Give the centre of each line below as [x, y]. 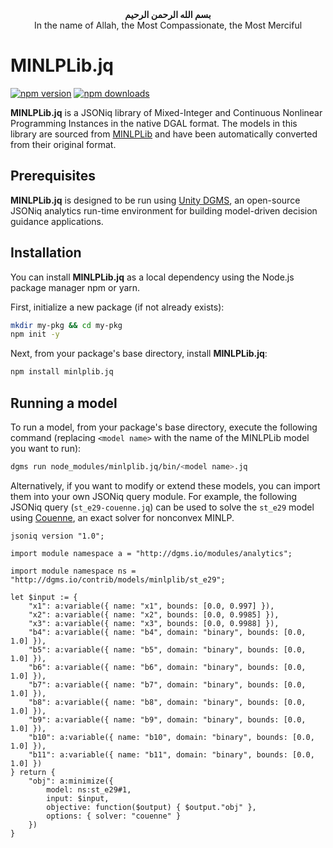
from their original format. [63, 144]
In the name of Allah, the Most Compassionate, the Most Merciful [168, 25]
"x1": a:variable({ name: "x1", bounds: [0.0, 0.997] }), [151, 606]
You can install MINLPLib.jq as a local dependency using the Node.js [152, 277]
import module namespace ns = [73, 571]
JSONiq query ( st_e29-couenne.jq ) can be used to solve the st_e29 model [162, 507]
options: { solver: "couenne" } [114, 816]
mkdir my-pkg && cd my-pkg [66, 325]
